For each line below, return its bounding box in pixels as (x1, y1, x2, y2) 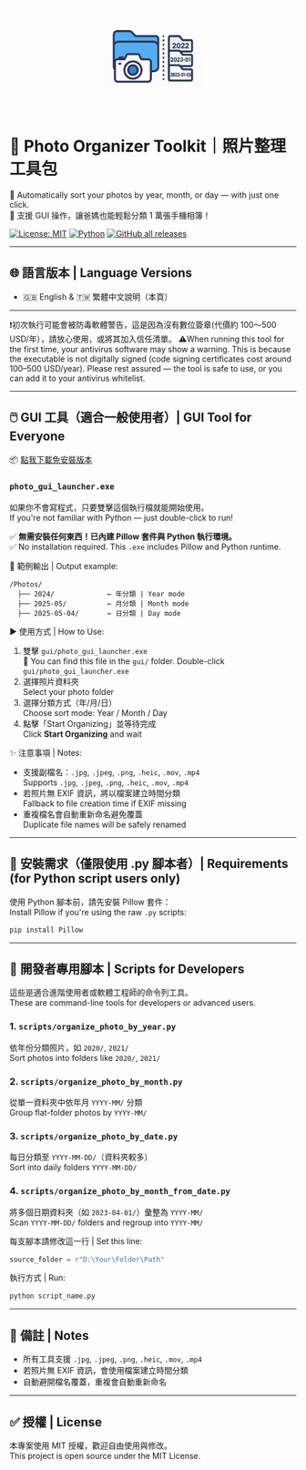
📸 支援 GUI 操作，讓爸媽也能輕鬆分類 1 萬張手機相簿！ (9, 209, 211, 220)
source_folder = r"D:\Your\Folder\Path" (9, 1255, 166, 1264)
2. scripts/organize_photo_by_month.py (9, 1075, 183, 1087)
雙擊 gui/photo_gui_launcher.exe (22, 645, 148, 656)
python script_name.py (9, 1291, 96, 1301)
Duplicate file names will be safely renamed (22, 819, 187, 830)
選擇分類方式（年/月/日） (22, 697, 117, 708)
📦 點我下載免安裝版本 (9, 454, 93, 464)
